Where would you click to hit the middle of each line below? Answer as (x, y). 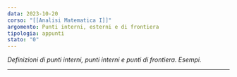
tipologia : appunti (36, 33)
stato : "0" (23, 40)
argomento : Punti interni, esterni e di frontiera (83, 27)
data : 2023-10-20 (33, 14)
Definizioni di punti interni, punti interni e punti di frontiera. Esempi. (104, 59)
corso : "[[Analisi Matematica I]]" (60, 20)
